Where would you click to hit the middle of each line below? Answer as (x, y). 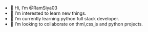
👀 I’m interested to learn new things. (48, 13)
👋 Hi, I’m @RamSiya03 (34, 8)
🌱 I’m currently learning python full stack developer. (65, 19)
